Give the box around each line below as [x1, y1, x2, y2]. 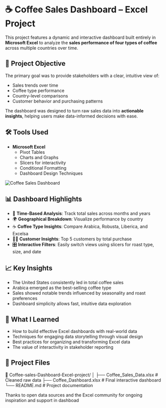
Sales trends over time [12, 82, 58, 88]
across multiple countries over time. [5, 45, 78, 51]
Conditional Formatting [19, 165, 67, 171]
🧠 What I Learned [5, 315, 59, 323]
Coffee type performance [12, 88, 64, 94]
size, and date [12, 249, 41, 255]
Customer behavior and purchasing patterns [12, 98, 103, 104]
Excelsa [12, 231, 29, 237]
